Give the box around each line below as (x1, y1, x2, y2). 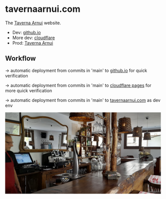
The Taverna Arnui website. (5, 20, 61, 26)
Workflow (5, 54, 36, 63)
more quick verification (5, 88, 52, 94)
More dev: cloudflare (12, 35, 55, 41)
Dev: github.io (12, 29, 41, 35)
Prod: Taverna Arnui (12, 40, 53, 46)
